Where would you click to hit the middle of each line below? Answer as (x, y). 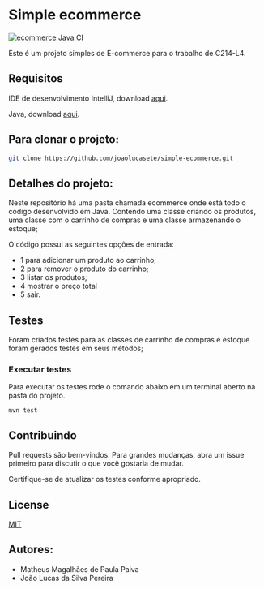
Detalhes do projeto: (61, 183)
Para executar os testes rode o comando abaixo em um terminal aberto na (132, 387)
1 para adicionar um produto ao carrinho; (88, 260)
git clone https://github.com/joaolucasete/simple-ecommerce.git (121, 158)
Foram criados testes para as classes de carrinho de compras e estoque (129, 340)
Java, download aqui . (44, 114)
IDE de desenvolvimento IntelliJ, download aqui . (88, 98)
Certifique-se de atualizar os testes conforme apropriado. (104, 479)
